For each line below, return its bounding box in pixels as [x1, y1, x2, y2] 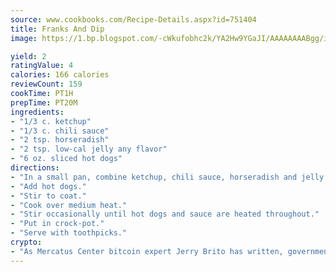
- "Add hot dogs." [10, 181, 87, 191]
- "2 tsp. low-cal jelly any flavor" [10, 144, 168, 155]
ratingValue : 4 [10, 61, 74, 71]
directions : [10, 163, 60, 173]
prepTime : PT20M [10, 97, 78, 108]
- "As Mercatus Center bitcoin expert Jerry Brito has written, [10, 246, 284, 256]
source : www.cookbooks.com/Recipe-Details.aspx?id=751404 [10, 14, 257, 25]
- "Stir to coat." [10, 191, 87, 201]
